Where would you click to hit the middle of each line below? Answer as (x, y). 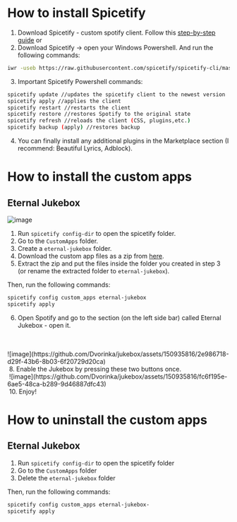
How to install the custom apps (100, 177)
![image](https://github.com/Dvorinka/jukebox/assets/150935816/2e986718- (118, 354)
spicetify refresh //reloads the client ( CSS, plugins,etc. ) (99, 121)
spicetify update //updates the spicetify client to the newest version (116, 94)
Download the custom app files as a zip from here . (91, 256)
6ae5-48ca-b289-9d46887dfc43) (57, 384)
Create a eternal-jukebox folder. (65, 249)
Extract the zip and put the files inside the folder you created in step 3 (119, 263)
